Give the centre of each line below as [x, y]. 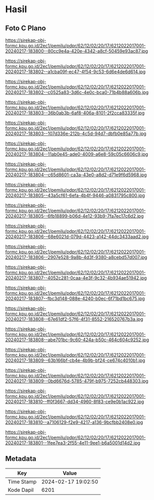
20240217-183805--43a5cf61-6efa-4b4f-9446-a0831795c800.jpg [75, 195]
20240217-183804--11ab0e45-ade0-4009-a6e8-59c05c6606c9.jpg [77, 154]
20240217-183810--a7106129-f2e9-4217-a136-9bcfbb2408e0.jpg [74, 422]
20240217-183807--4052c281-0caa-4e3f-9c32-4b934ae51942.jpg [76, 278]
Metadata [21, 459]
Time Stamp [22, 482]
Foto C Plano [26, 28]
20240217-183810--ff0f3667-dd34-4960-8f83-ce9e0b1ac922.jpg [75, 402]
